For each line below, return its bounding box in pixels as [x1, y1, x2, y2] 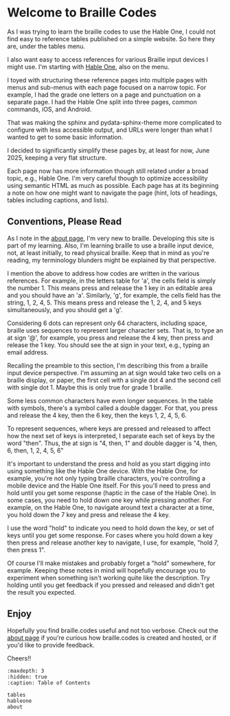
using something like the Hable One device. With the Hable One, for [7, 466, 198, 475]
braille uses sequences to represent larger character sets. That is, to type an [7, 326, 223, 334]
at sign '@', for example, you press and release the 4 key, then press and [7, 333, 214, 342]
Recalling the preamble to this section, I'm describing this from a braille [7, 361, 208, 370]
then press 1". [7, 545, 46, 553]
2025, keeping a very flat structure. [7, 153, 107, 162]
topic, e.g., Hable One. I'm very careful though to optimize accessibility [7, 174, 208, 182]
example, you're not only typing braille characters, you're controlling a [7, 474, 206, 482]
